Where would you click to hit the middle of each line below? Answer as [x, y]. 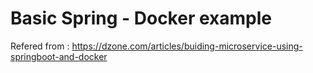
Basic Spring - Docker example [141, 18]
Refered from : [40, 46]
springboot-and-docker [59, 56]
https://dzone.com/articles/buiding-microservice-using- [187, 46]
